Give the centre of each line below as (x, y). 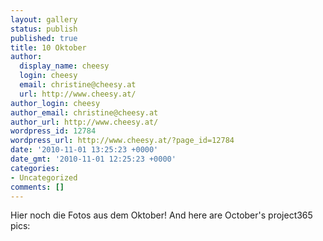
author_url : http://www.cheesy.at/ (84, 122)
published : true (44, 38)
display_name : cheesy (64, 66)
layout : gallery (44, 19)
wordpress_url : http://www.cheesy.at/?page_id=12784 (122, 141)
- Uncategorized (44, 177)
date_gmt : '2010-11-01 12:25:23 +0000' (93, 159)
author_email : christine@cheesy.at (84, 112)
